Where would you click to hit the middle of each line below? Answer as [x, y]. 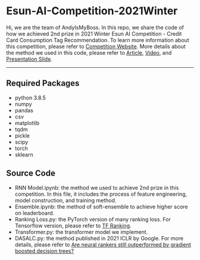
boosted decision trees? [44, 250]
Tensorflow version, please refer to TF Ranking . [73, 225]
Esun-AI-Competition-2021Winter [92, 11]
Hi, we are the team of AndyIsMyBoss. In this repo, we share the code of [95, 27]
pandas [24, 110]
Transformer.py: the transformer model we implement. [81, 232]
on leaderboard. [35, 213]
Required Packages [43, 84]
